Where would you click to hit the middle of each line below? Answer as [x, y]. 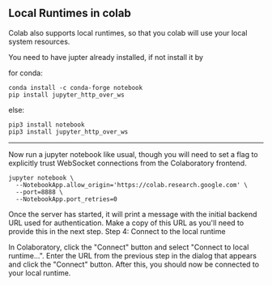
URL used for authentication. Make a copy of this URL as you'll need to [126, 223]
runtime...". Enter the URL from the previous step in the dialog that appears [133, 255]
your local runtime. [40, 273]
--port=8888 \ [39, 192]
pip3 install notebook [47, 125]
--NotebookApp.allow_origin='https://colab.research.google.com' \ [132, 185]
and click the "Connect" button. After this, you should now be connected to [134, 264]
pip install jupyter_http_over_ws [67, 95]
